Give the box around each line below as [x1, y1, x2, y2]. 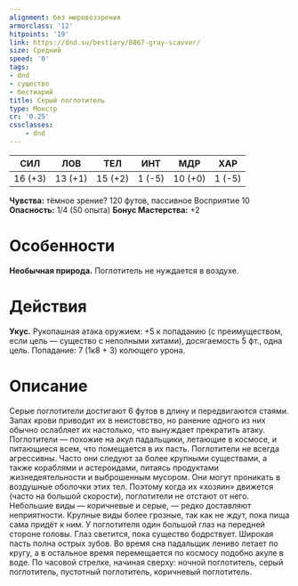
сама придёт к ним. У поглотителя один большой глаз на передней [9, 518, 265, 530]
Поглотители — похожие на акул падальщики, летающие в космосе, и [9, 434, 278, 444]
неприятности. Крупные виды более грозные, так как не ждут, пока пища [9, 509, 290, 520]
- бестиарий [9, 87, 53, 96]
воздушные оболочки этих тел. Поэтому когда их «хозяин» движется [9, 481, 274, 492]
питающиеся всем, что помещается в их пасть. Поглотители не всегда [9, 443, 280, 454]
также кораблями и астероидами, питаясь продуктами [9, 462, 220, 473]
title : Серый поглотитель [9, 95, 105, 105]
